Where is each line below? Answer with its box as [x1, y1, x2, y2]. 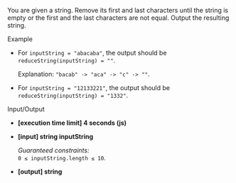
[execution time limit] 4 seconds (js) [17, 118, 127, 127]
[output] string [17, 167, 63, 176]
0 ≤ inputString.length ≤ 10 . [17, 154, 107, 162]
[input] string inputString [17, 133, 94, 140]
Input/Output [7, 105, 45, 113]
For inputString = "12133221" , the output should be [17, 84, 171, 91]
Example [7, 35, 33, 43]
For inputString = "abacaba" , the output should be [17, 49, 167, 57]
